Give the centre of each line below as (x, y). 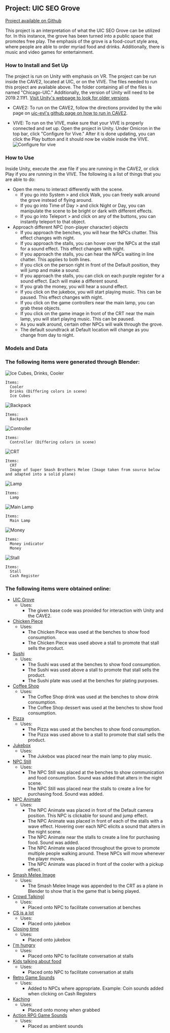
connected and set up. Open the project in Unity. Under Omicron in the (87, 129)
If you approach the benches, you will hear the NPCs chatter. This (89, 233)
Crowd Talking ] (28, 896)
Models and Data (27, 349)
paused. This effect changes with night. (62, 297)
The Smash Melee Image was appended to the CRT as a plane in (95, 886)
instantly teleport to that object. (53, 222)
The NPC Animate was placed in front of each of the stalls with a (95, 821)
